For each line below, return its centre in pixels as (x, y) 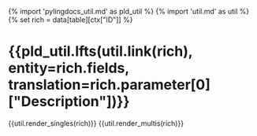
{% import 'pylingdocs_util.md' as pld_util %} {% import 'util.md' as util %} (129, 11)
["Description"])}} (69, 102)
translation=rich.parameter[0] (110, 85)
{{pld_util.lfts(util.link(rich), (101, 51)
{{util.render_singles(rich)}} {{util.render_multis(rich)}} (96, 123)
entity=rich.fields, (69, 68)
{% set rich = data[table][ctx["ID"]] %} (71, 20)
